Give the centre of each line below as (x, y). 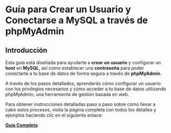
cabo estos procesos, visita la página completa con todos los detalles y (81, 110)
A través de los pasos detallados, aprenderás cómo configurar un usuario (83, 83)
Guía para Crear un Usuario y (68, 9)
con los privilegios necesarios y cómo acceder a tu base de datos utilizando (86, 89)
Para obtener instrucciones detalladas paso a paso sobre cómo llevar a (80, 104)
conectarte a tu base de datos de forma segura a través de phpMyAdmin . (83, 73)
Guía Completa (22, 125)
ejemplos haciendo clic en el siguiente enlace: (54, 115)
